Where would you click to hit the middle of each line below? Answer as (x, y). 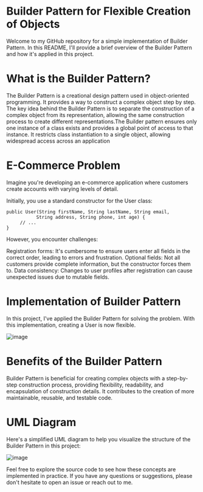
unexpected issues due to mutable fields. (58, 277)
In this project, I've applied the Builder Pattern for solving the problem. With (101, 318)
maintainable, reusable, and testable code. (60, 398)
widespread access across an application (58, 141)
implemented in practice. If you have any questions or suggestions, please (99, 476)
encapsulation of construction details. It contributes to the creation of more (100, 391)
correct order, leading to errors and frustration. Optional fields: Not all (93, 257)
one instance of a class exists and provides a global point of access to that (100, 128)
